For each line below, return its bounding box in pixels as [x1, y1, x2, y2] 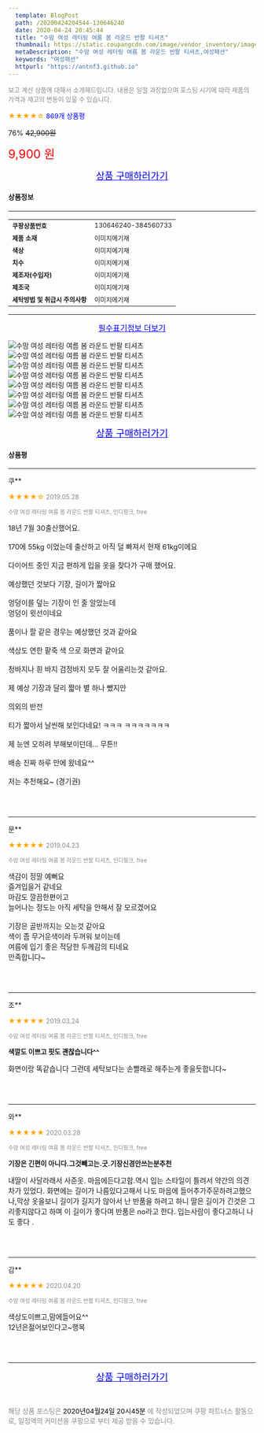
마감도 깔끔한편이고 [8, 893, 69, 902]
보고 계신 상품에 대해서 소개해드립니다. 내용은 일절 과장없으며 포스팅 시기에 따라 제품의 [8, 86, 250, 94]
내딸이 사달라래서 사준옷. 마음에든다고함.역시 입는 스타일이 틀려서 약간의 [8, 1176, 235, 1186]
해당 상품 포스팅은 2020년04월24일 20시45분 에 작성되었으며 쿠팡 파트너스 [8, 1407, 233, 1416]
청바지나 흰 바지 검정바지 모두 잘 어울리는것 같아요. [8, 665, 167, 674]
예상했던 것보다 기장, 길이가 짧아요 [8, 579, 116, 589]
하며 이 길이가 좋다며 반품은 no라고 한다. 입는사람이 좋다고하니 [49, 1207, 245, 1216]
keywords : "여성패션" [15, 56, 80, 64]
